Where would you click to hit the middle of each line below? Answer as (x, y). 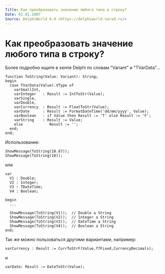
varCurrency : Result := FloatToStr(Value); (62, 107)
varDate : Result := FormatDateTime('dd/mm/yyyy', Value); (82, 111)
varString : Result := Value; (48, 120)
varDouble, (25, 103)
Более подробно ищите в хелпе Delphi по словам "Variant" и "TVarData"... (83, 68)
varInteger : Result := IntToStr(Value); (60, 94)
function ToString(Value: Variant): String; (52, 77)
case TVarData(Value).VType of (42, 85)
